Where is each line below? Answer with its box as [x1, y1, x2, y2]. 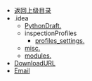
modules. [24, 51, 52, 60]
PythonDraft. [24, 22, 62, 30]
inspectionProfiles [24, 29, 77, 37]
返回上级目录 [13, 6, 51, 14]
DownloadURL [13, 59, 56, 67]
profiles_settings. [34, 37, 85, 44]
